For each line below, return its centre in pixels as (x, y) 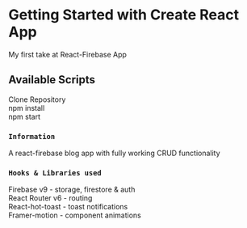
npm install (27, 108)
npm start (25, 116)
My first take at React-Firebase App (68, 54)
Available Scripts (52, 80)
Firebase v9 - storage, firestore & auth (72, 190)
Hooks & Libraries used (55, 173)
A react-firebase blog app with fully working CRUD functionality (114, 153)
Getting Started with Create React (124, 15)
